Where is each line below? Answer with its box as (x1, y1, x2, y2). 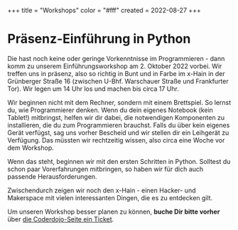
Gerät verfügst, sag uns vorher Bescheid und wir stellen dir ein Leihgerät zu (7, 128, 229, 137)
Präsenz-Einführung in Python (7, 31, 191, 47)
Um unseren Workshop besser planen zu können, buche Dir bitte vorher (7, 207, 220, 216)
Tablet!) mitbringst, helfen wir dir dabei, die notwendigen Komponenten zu (7, 113, 225, 121)
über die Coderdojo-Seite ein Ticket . (7, 214, 114, 223)
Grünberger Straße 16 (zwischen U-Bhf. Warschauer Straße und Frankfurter (7, 77, 229, 85)
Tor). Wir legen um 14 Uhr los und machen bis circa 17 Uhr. (7, 84, 179, 93)
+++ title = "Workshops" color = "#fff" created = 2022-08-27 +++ (7, 6, 201, 14)
